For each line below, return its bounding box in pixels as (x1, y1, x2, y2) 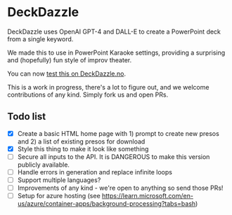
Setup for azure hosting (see (17, 192, 101, 200)
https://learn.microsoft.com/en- (101, 192, 193, 200)
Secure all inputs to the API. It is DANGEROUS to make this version (17, 152, 210, 161)
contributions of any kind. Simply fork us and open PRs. (7, 90, 169, 99)
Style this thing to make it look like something (17, 144, 149, 153)
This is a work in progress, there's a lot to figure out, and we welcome (7, 83, 210, 91)
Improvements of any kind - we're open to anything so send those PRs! (17, 183, 224, 193)
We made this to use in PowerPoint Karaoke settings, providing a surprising (7, 48, 226, 57)
